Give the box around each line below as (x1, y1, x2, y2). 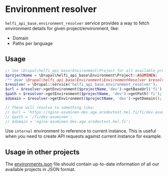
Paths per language (12, 40, 53, 46)
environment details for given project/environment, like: (5, 25, 119, 31)
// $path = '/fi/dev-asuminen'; (5, 114, 72, 119)
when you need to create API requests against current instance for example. (5, 133, 162, 139)
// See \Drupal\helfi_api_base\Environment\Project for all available (5, 68, 155, 73)
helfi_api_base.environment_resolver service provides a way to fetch (5, 20, 150, 26)
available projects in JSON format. (5, 166, 76, 172)
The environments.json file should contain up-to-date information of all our (5, 161, 159, 167)
